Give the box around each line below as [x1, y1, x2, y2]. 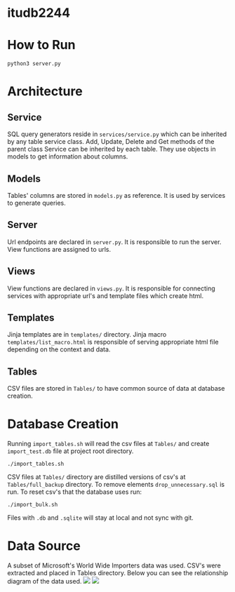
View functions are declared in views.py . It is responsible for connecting [7, 284, 215, 292]
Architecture [7, 83, 83, 100]
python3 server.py [7, 60, 61, 67]
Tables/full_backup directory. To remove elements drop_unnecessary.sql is [7, 480, 225, 489]
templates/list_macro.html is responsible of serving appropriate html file [7, 338, 219, 347]
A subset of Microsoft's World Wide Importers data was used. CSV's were [7, 561, 221, 570]
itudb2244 [7, 5, 71, 21]
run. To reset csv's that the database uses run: [7, 487, 142, 496]
